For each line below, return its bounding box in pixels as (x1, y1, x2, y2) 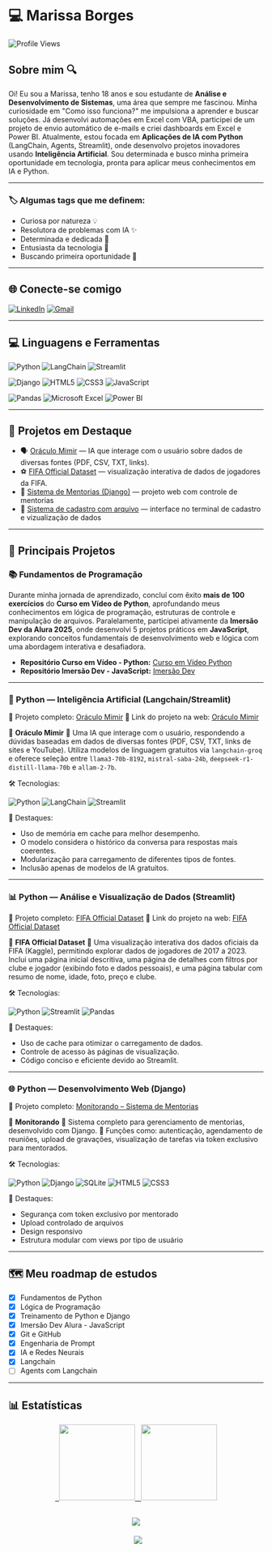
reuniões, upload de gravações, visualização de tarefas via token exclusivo (8, 1135, 259, 1145)
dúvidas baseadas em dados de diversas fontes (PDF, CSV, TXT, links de (8, 736, 252, 746)
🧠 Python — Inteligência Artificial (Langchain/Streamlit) (8, 694, 232, 706)
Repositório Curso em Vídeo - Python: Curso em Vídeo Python (19, 658, 232, 667)
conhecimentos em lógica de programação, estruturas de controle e (8, 608, 236, 617)
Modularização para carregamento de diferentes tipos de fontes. (19, 855, 236, 864)
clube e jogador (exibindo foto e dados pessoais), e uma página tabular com (8, 963, 263, 973)
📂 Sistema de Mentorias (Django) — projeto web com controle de (19, 487, 238, 497)
